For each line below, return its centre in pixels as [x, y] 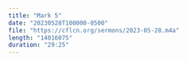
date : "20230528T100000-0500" [58, 23]
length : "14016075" [41, 38]
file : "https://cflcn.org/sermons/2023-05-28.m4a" [94, 30]
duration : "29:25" [39, 45]
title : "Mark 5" [35, 15]
